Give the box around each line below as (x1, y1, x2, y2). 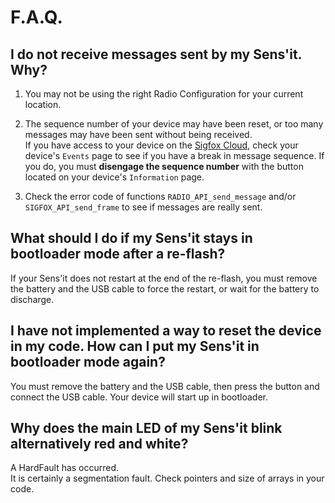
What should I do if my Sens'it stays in (10, 230, 253, 247)
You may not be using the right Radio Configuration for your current (24, 88, 304, 100)
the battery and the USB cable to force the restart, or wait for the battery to (10, 282, 320, 295)
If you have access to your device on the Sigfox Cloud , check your (24, 139, 299, 151)
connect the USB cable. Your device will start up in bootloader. (10, 391, 269, 403)
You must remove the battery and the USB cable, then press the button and (10, 380, 320, 392)
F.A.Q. (10, 6, 63, 29)
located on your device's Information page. (24, 171, 205, 183)
